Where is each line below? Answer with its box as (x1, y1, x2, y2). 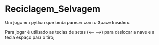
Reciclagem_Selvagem (5, 3, 100, 15)
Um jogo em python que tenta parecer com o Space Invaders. (5, 20, 131, 25)
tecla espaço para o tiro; (5, 34, 55, 40)
